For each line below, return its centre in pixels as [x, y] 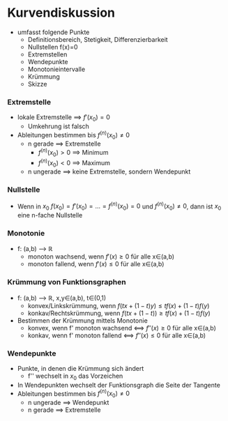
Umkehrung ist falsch [58, 126]
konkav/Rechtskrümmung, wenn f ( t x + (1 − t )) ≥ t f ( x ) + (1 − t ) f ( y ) [119, 313]
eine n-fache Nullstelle [50, 215]
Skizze [37, 84]
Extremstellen [47, 54]
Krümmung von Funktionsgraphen [67, 282]
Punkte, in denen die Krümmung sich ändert [81, 369]
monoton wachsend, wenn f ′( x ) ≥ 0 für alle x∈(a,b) [101, 257]
